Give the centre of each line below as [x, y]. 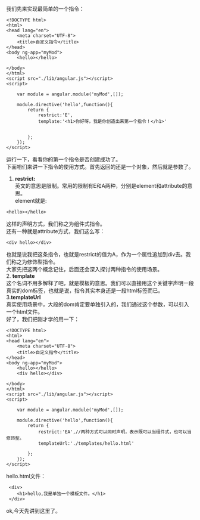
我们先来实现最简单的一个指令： [45, 9]
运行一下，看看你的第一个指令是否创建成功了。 [63, 159]
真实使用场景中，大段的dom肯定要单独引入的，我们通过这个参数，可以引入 [98, 304]
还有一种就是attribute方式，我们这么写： [56, 231]
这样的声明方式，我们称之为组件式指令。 [56, 224]
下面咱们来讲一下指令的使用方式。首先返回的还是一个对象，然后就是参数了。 [100, 167]
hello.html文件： [26, 476]
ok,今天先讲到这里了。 [34, 511]
